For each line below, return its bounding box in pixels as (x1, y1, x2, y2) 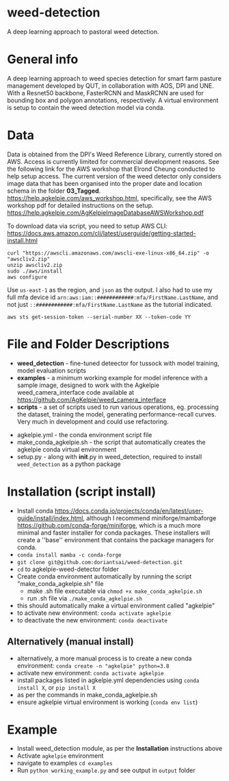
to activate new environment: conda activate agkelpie (16, 609, 172, 617)
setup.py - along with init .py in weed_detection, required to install (16, 452, 202, 461)
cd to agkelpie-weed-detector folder (16, 565, 120, 573)
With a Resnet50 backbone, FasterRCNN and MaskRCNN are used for (7, 89, 204, 97)
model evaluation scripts (16, 366, 87, 375)
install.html (7, 236, 38, 244)
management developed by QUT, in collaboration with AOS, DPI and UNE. (7, 81, 214, 90)
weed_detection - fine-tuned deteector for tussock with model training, (16, 359, 220, 367)
